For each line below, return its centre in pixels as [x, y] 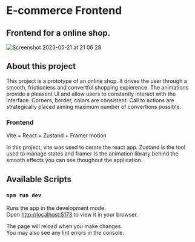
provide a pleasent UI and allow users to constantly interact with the [91, 94]
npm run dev [24, 195]
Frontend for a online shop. [58, 33]
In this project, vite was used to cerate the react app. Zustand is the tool [96, 147]
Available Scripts [39, 179]
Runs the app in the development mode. [56, 208]
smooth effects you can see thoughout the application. [74, 160]
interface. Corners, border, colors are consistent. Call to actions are [90, 100]
